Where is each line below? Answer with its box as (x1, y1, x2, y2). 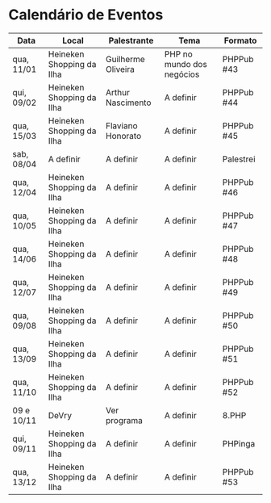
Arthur (106, 86, 131, 98)
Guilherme (106, 53, 145, 65)
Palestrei (222, 153, 256, 165)
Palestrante (108, 35, 154, 46)
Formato (223, 35, 257, 46)
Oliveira (106, 63, 135, 74)
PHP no (164, 48, 194, 60)
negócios (164, 69, 200, 80)
